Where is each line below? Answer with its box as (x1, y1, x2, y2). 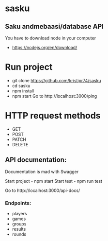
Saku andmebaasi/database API (5, 22, 104, 31)
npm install (12, 88, 34, 94)
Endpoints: (5, 200, 31, 207)
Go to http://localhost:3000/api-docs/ (5, 188, 80, 193)
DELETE (12, 141, 29, 147)
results (12, 226, 26, 232)
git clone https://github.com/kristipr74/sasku (12, 77, 101, 83)
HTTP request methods (5, 110, 101, 121)
